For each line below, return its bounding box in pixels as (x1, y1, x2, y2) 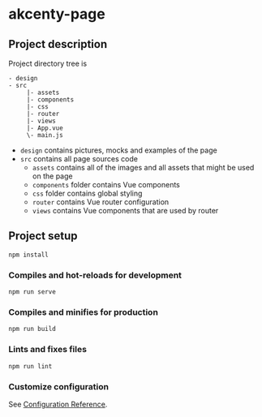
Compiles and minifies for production (8, 307, 158, 318)
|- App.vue (26, 124, 63, 132)
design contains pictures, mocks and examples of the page (19, 145, 217, 155)
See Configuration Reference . (8, 399, 108, 409)
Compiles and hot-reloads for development (8, 269, 183, 281)
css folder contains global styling (32, 188, 143, 198)
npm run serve (8, 288, 57, 296)
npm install (8, 251, 49, 259)
